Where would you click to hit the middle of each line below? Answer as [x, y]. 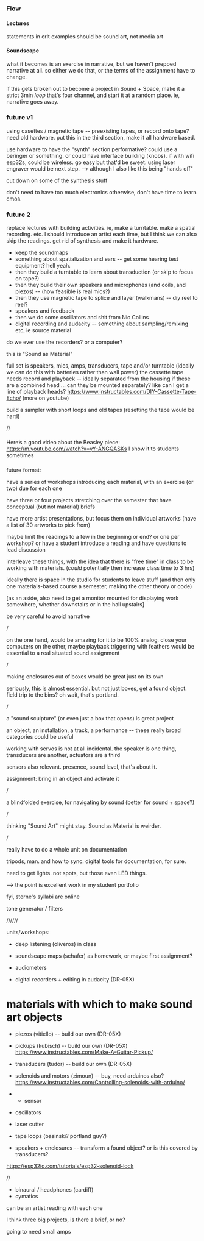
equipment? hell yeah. [43, 265]
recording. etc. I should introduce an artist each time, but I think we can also [102, 234]
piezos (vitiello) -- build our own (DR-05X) [68, 1034]
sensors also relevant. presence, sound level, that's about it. [82, 767]
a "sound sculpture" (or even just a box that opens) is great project [90, 719]
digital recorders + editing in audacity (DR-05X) [75, 980]
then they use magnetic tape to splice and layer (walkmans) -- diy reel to [106, 297]
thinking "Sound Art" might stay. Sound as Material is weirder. [84, 826]
